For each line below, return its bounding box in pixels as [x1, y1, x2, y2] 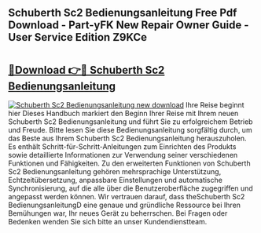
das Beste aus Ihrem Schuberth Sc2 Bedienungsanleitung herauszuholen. [8, 133, 247, 143]
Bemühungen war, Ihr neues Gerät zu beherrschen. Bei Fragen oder [8, 209, 228, 218]
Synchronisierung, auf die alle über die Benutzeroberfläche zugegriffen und [8, 184, 253, 193]
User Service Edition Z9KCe [8, 31, 148, 44]
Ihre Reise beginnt [186, 100, 245, 109]
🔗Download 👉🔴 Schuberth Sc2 [8, 63, 165, 77]
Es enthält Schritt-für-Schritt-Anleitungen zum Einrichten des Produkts [8, 142, 237, 151]
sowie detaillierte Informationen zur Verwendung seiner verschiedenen [8, 151, 238, 159]
